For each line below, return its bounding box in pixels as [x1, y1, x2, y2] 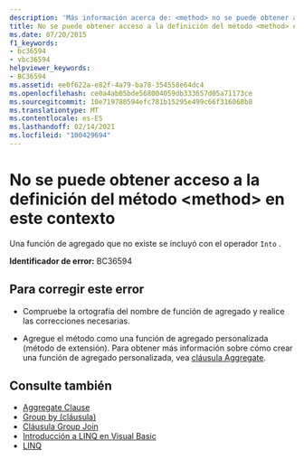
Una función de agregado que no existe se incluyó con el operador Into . [9, 238, 282, 248]
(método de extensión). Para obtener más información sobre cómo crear [22, 342, 293, 353]
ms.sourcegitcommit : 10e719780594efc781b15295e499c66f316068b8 [9, 97, 253, 107]
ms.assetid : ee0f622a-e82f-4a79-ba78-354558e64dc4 [9, 80, 204, 89]
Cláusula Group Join [22, 421, 100, 432]
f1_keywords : [9, 38, 59, 48]
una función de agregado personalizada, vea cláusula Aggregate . [22, 351, 267, 362]
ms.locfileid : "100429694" [9, 131, 111, 140]
